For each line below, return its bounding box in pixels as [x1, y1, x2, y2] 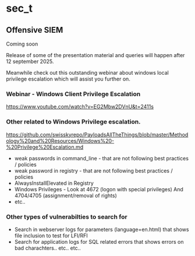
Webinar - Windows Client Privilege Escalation [6, 90, 141, 98]
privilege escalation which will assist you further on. [6, 75, 131, 82]
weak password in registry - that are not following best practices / [14, 167, 173, 174]
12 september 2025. [6, 58, 54, 65]
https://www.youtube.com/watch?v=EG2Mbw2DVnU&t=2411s [6, 103, 154, 110]
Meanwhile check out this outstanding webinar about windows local [6, 69, 169, 76]
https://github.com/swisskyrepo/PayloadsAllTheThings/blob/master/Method [6, 131, 189, 138]
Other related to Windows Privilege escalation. [6, 118, 141, 126]
